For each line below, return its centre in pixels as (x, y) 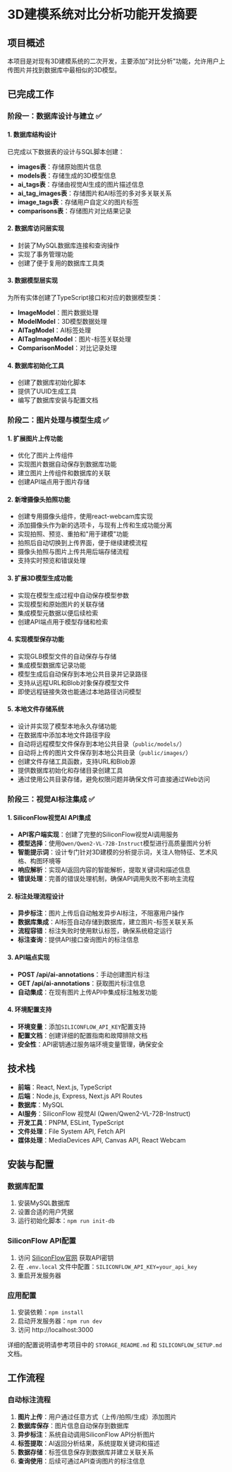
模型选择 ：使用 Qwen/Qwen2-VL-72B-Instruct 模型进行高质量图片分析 (114, 843)
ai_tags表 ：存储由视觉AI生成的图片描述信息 (81, 184)
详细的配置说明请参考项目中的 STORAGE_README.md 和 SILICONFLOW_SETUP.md (115, 1345)
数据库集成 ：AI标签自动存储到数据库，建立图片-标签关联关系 (105, 922)
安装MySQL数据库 (44, 1203)
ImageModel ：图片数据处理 (58, 312)
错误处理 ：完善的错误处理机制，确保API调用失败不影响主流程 (106, 879)
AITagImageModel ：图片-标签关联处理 (74, 339)
